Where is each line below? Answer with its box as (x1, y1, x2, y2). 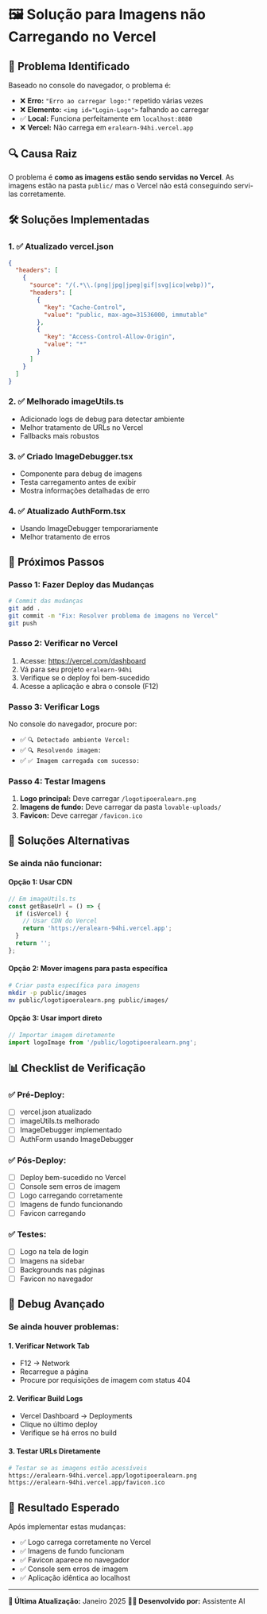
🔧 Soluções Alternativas (8, 834, 130, 847)
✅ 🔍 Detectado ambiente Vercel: (19, 735, 130, 745)
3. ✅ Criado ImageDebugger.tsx (8, 451, 133, 462)
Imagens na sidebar (19, 1256, 85, 1265)
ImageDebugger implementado (19, 1125, 122, 1135)
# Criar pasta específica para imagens (8, 981, 141, 989)
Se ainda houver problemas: (8, 1322, 119, 1333)
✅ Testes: (8, 1229, 47, 1240)
